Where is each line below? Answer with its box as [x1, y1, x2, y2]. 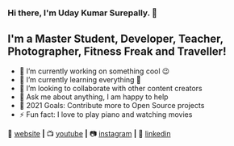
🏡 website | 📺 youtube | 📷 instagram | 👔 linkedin [7, 128, 171, 138]
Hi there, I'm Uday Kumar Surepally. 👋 [7, 7, 158, 19]
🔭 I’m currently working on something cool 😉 [19, 66, 170, 76]
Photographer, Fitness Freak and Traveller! [7, 44, 227, 59]
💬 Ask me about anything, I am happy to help [19, 92, 169, 102]
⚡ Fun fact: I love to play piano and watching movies [19, 109, 193, 119]
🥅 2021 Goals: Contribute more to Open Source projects [19, 100, 205, 110]
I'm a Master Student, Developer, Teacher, [7, 32, 224, 46]
